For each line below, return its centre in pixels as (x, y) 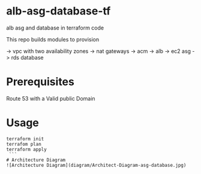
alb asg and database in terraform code (55, 28)
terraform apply (26, 149)
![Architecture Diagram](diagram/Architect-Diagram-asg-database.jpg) (96, 165)
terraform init (25, 139)
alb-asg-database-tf (58, 11)
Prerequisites (40, 82)
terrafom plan (24, 144)
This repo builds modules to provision (53, 39)
